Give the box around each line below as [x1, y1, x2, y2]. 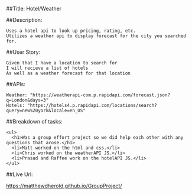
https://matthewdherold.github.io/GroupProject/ [6, 183, 122, 189]
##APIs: [6, 81, 25, 87]
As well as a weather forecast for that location [6, 70, 131, 76]
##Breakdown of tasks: [6, 118, 63, 125]
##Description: [6, 17, 43, 23]
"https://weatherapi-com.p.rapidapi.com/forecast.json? [30, 92, 170, 98]
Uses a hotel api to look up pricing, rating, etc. [6, 28, 136, 34]
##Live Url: [6, 171, 34, 178]
